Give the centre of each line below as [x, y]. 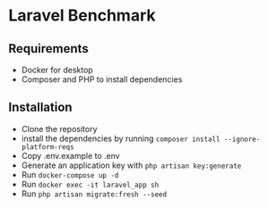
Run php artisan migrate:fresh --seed [94, 194]
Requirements [48, 49]
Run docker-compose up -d [70, 174]
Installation [40, 108]
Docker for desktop [57, 70]
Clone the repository [59, 129]
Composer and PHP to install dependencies [102, 79]
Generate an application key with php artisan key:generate [131, 165]
